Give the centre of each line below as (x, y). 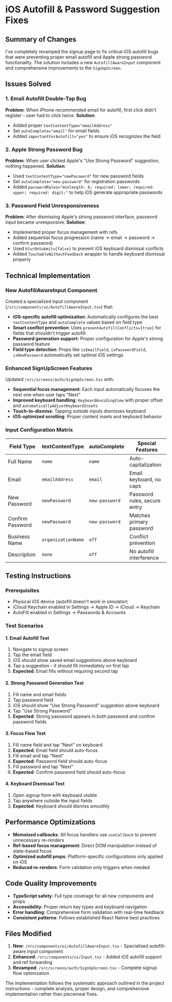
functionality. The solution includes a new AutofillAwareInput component (83, 62)
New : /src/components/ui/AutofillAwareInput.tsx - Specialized (80, 946)
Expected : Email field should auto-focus (55, 750)
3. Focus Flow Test (26, 733)
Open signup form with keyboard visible (55, 795)
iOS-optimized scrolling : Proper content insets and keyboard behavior (87, 417)
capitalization (145, 464)
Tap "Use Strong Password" (42, 711)
